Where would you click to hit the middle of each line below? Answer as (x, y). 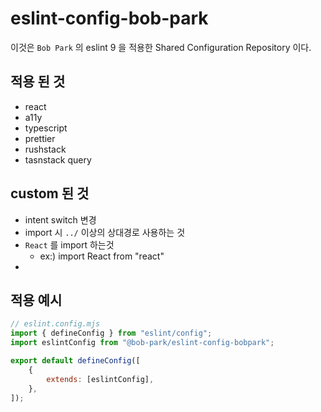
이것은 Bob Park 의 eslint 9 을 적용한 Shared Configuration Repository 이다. (161, 47)
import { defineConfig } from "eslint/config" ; (111, 333)
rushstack (45, 149)
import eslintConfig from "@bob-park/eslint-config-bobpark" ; (142, 343)
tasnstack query (58, 159)
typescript (46, 128)
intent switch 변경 (60, 219)
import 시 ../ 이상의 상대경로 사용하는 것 (105, 232)
